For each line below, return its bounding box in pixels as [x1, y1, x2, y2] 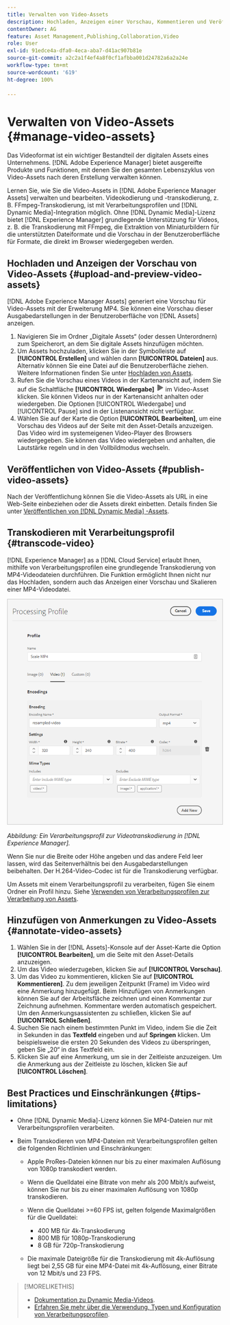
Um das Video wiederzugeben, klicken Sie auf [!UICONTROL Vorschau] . [16, 965, 222, 973]
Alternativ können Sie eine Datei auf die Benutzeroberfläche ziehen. [16, 361, 209, 370]
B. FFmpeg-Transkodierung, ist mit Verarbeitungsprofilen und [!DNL [7, 201, 199, 209]
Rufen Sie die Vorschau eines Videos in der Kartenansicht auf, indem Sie [16, 376, 222, 385]
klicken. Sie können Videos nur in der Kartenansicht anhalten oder [16, 392, 204, 401]
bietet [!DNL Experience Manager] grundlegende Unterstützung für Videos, [7, 216, 220, 224]
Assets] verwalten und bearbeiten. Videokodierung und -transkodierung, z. [7, 194, 219, 202]
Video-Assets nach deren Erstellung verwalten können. [7, 173, 163, 181]
